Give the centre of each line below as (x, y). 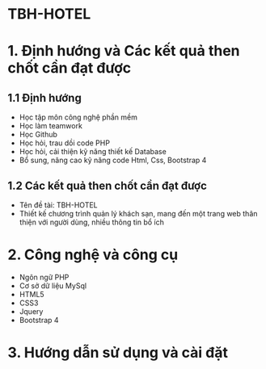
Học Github (38, 135)
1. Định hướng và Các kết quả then (124, 51)
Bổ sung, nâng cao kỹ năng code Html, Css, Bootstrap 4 (113, 160)
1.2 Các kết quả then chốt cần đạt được (108, 185)
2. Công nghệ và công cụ (93, 255)
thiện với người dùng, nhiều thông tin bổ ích (92, 222)
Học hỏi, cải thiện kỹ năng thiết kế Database (93, 152)
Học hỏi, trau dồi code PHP (65, 143)
